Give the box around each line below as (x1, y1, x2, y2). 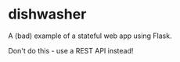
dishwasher (8, 5, 87, 23)
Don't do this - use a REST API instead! (8, 46, 134, 55)
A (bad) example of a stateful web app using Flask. (8, 31, 172, 40)
